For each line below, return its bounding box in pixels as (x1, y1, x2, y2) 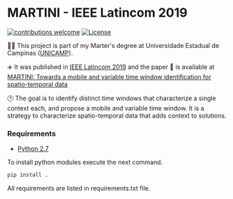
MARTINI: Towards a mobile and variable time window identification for (7, 72, 211, 81)
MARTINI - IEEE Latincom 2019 (7, 5, 188, 21)
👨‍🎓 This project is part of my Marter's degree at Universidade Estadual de (7, 41, 220, 49)
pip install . (7, 172, 49, 179)
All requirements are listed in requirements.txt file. (7, 184, 151, 193)
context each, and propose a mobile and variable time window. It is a (7, 104, 204, 112)
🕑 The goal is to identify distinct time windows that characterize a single (7, 94, 216, 102)
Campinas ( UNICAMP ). (7, 49, 73, 57)
